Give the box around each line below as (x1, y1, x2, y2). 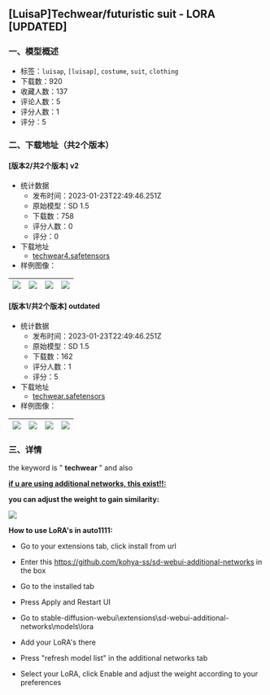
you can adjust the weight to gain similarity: (8, 495, 160, 505)
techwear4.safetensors (32, 251, 111, 260)
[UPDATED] (8, 20, 67, 34)
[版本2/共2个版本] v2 (8, 161, 80, 171)
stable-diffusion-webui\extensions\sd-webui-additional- (40, 613, 229, 623)
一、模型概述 (8, 46, 59, 57)
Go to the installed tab (20, 582, 95, 592)
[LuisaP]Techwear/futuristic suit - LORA (8, 7, 216, 21)
